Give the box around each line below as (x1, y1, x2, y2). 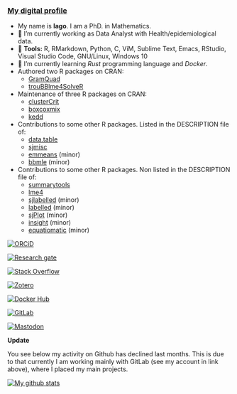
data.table (28, 135, 58, 144)
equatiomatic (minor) (28, 226, 90, 235)
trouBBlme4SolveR (28, 82, 84, 91)
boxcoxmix (28, 105, 60, 114)
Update (7, 336, 30, 345)
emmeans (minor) (28, 150, 80, 159)
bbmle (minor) (28, 158, 70, 166)
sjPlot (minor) (28, 211, 68, 219)
